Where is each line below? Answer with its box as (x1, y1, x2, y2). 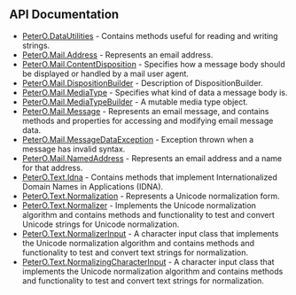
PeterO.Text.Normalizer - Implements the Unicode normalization (21, 199, 257, 211)
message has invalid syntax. (21, 144, 126, 154)
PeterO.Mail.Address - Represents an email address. (21, 49, 214, 60)
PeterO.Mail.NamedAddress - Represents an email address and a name (21, 152, 282, 163)
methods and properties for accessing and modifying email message (21, 115, 274, 126)
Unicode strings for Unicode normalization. (21, 219, 180, 229)
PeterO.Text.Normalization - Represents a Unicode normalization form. (21, 190, 281, 201)
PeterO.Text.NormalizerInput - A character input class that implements (21, 228, 279, 238)
